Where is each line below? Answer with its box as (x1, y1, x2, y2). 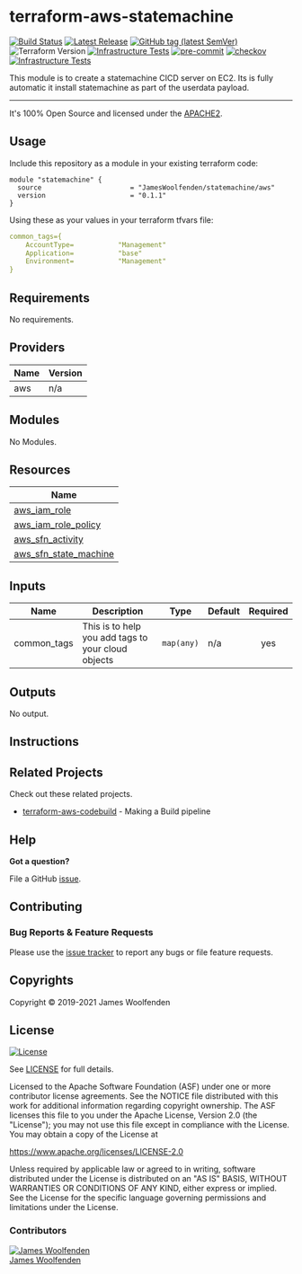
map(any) (161, 638, 200, 649)
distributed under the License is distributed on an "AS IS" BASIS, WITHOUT (9, 1173, 288, 1184)
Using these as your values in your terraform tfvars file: (9, 214, 214, 226)
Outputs (9, 685, 57, 700)
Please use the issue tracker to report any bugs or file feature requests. (9, 946, 274, 958)
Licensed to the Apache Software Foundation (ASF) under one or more (9, 1081, 271, 1093)
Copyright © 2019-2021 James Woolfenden (9, 996, 171, 1007)
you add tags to (82, 632, 148, 644)
